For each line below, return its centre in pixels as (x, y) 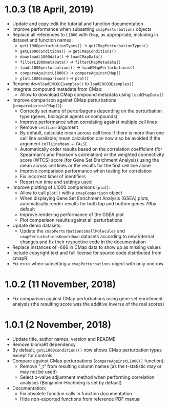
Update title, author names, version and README (64, 339)
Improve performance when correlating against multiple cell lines (88, 122)
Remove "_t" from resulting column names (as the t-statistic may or (91, 366)
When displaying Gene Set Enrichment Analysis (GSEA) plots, (84, 198)
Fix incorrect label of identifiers (53, 176)
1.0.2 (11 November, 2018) (60, 285)
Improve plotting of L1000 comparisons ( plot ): (61, 187)
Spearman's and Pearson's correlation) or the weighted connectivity (92, 154)
